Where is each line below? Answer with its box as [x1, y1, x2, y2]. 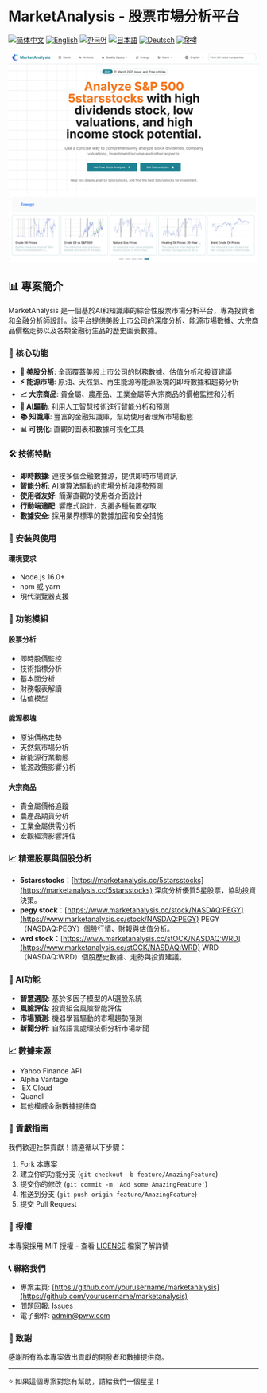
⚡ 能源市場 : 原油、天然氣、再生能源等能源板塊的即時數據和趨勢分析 [19, 377, 240, 387]
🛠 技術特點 [8, 449, 52, 460]
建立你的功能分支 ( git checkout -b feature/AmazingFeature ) [19, 1169, 219, 1179]
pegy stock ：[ [19, 905, 68, 915]
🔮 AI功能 [8, 974, 41, 985]
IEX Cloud [19, 1083, 53, 1093]
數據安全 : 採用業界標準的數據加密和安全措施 [19, 511, 164, 520]
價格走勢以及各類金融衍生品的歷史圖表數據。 [14, 326, 161, 335]
